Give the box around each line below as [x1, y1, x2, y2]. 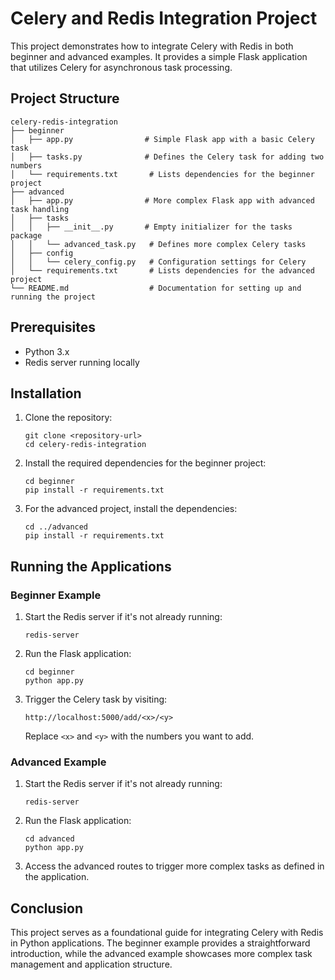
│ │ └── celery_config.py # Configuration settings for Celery [10, 257, 307, 267]
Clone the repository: [24, 412, 113, 424]
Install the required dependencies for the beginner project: [24, 457, 267, 469]
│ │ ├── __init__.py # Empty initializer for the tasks [10, 222, 293, 232]
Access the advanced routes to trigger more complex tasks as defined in [24, 860, 325, 872]
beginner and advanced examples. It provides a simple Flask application [10, 50, 308, 62]
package [10, 230, 43, 241]
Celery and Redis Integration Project [10, 7, 318, 30]
